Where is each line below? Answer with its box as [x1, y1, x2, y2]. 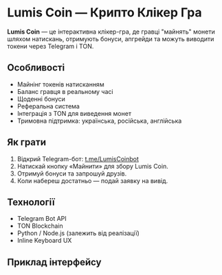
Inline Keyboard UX [16, 237, 72, 245]
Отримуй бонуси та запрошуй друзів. [16, 169, 127, 178]
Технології [7, 196, 55, 208]
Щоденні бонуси [16, 95, 65, 103]
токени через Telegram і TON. [7, 42, 94, 50]
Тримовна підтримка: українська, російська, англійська [16, 117, 182, 125]
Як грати [7, 136, 47, 148]
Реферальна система [16, 101, 80, 110]
